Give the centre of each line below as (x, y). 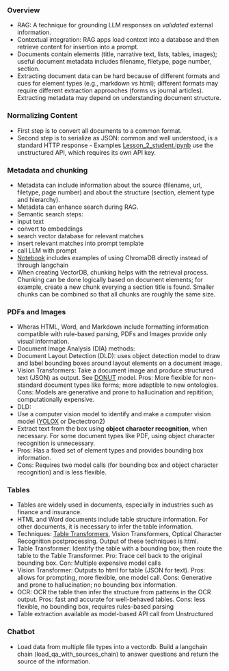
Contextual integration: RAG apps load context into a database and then (118, 40)
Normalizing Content (42, 116)
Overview (24, 10)
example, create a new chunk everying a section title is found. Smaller (116, 287)
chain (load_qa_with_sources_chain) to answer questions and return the (118, 654)
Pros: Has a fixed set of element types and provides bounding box (110, 451)
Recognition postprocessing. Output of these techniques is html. (108, 541)
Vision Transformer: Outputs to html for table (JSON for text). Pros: (111, 570)
